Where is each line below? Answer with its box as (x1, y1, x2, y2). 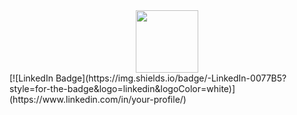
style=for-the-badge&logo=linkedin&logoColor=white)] (9, 83, 236, 94)
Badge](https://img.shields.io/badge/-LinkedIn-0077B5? (55, 72, 287, 84)
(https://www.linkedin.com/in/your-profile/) (9, 94, 187, 105)
